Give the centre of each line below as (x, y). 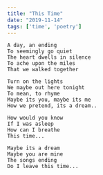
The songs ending (32, 160)
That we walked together (43, 70)
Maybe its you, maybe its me (49, 100)
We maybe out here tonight (46, 88)
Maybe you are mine (35, 154)
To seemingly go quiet (40, 52)
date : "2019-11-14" (35, 20)
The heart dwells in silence (49, 57)
